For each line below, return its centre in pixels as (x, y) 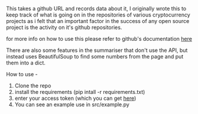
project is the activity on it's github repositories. (64, 27)
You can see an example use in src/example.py (72, 105)
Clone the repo (33, 86)
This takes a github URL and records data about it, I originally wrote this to (96, 9)
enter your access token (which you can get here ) (75, 98)
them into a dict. (26, 63)
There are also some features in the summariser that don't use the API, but (97, 50)
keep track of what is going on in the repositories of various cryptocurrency (98, 15)
